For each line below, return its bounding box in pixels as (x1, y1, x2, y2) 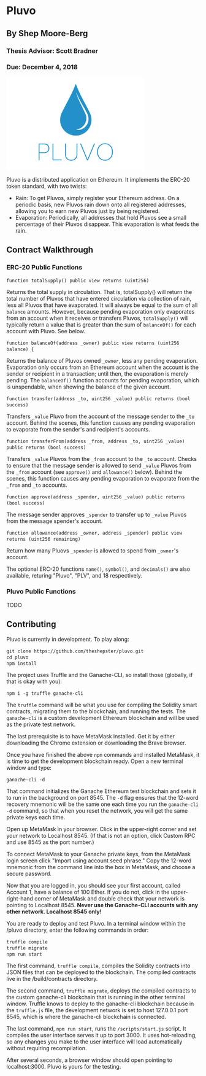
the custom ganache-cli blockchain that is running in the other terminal (6, 993, 185, 1001)
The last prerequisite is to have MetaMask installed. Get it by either (6, 732, 175, 740)
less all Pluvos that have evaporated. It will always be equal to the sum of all (6, 301, 198, 309)
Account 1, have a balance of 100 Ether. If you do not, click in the (6, 888, 170, 896)
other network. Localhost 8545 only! (6, 908, 102, 915)
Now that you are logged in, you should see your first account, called (6, 881, 181, 889)
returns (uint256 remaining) (6, 536, 81, 543)
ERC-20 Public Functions (6, 263, 83, 272)
